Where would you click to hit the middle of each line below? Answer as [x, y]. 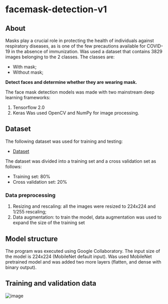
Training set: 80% [31, 176]
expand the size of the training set [49, 223]
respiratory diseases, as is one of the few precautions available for [76, 46]
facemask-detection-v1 [56, 9]
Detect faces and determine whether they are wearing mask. [71, 82]
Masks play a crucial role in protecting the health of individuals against [80, 40]
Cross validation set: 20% [40, 182]
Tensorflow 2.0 [29, 107]
